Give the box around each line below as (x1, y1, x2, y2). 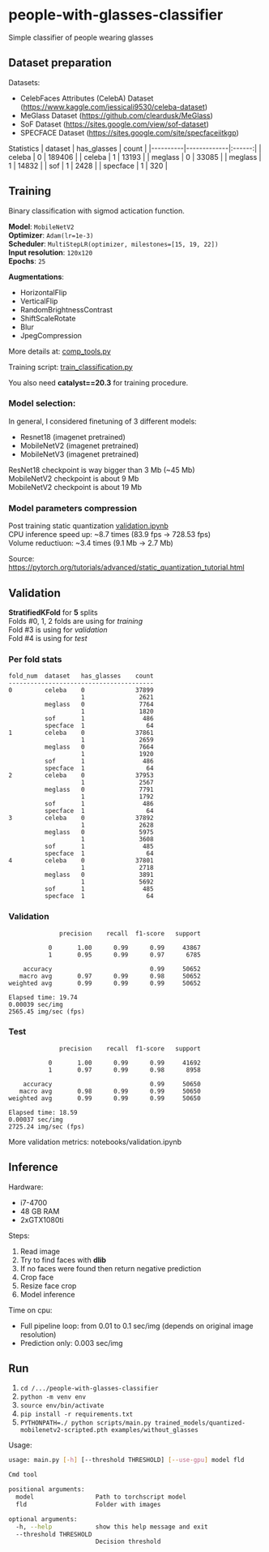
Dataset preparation (8, 56, 112, 70)
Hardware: (8, 1182, 44, 1192)
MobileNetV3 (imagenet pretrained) (19, 449, 139, 459)
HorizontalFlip (19, 287, 67, 297)
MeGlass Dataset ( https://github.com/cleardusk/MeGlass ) (19, 110, 213, 120)
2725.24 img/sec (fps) (8, 1122, 85, 1131)
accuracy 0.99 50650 (23, 1080, 201, 1088)
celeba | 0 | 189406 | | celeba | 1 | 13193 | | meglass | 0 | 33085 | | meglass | (8, 152, 262, 161)
